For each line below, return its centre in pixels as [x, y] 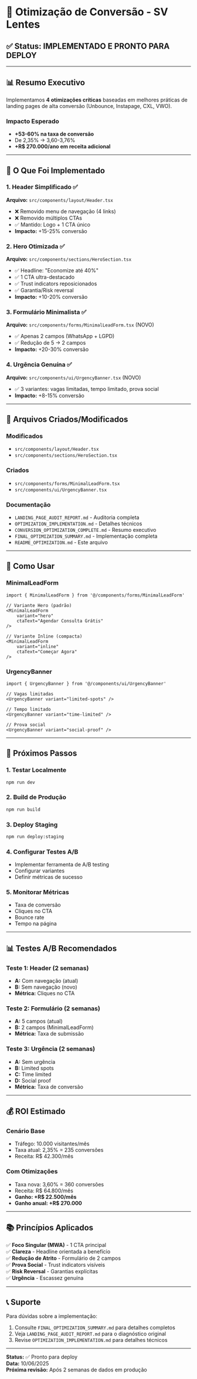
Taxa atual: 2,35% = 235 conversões [59, 1150]
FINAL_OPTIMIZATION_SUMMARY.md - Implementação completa [86, 536]
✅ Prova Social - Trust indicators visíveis [56, 1265]
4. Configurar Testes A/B [42, 852]
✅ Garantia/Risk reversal [44, 291]
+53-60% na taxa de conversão [54, 134]
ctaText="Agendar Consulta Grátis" [60, 621]
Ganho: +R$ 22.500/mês [45, 1196]
